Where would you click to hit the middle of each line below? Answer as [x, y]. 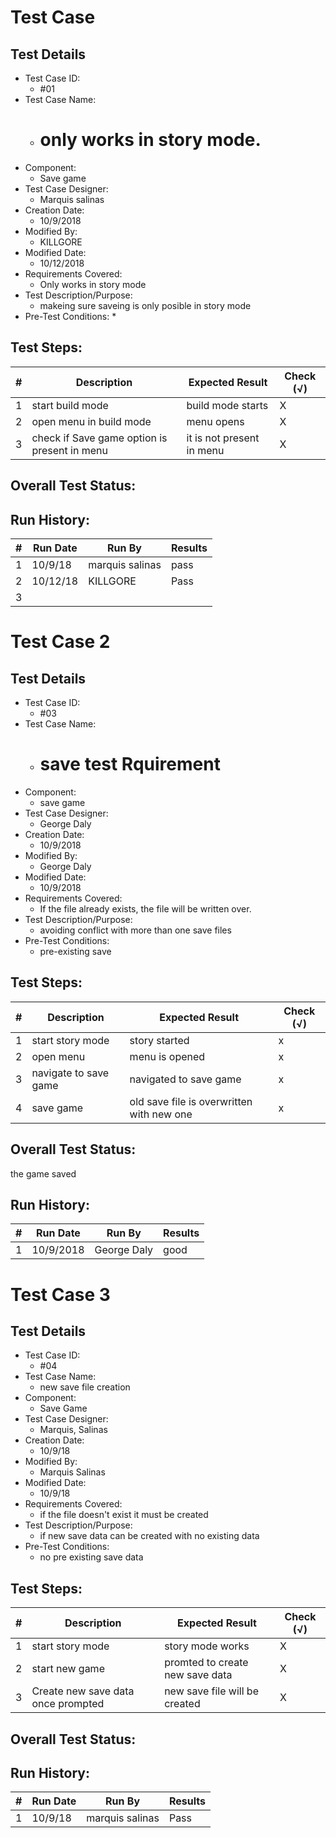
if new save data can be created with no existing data [149, 1536]
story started [159, 1040]
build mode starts [227, 405]
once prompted [68, 1704]
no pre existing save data [91, 1557]
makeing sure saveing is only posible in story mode [145, 305]
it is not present [223, 438]
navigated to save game [185, 1079]
